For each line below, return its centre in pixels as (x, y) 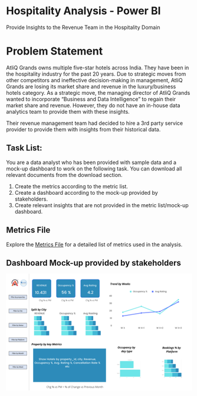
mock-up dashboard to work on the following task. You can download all (94, 168)
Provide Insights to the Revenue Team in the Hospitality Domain (83, 27)
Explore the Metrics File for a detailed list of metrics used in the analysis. (94, 244)
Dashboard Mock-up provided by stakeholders (93, 263)
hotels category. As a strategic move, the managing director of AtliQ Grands (98, 92)
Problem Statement (55, 51)
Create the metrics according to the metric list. (71, 186)
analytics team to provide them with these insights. (68, 111)
